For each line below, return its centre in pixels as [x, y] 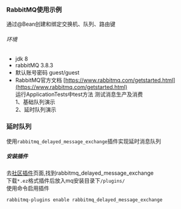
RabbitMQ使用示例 [34, 9]
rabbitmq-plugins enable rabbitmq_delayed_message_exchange [85, 200]
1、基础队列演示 [35, 101]
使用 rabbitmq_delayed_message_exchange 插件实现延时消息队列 [84, 141]
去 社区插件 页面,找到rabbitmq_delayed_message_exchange [80, 173]
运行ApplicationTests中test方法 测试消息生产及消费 [79, 94]
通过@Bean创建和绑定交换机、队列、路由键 [61, 24]
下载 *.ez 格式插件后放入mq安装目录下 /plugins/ [66, 180]
